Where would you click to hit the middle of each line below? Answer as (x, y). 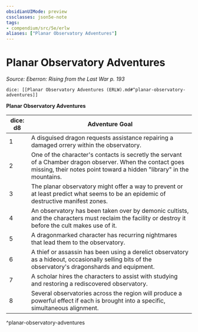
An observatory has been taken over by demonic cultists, (110, 211)
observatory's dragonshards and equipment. (93, 267)
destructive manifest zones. (70, 201)
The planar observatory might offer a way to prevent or (107, 186)
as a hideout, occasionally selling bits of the (92, 259)
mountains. (47, 177)
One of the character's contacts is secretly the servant (107, 155)
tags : (13, 22)
